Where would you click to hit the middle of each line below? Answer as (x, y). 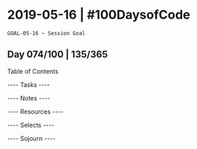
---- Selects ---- (31, 125)
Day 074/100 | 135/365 (57, 54)
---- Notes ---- (29, 98)
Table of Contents (33, 71)
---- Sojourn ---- (31, 138)
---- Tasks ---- (29, 85)
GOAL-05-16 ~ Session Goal (46, 33)
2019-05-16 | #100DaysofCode (99, 15)
